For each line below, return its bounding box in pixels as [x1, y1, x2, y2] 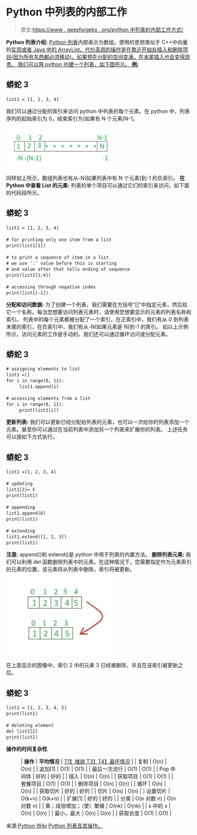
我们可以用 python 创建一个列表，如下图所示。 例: [17, 60, 139, 68]
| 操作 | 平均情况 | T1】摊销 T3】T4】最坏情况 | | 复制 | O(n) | [21, 758, 167, 765]
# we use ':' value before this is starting [6, 260, 117, 266]
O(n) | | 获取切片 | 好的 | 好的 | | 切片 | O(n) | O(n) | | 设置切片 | [21, 788, 171, 794]
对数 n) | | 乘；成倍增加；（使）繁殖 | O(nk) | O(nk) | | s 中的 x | [21, 803, 171, 809]
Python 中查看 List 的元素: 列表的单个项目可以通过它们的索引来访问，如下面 [6, 181, 190, 189]
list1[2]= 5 [6, 487, 35, 493]
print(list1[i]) [19, 407, 59, 413]
